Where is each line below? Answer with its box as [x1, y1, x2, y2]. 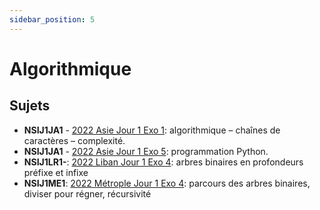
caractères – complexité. [23, 134, 126, 146]
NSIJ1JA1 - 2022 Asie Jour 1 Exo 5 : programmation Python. [23, 145, 269, 157]
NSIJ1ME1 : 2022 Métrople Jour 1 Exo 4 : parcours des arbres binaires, [23, 177, 311, 189]
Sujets [9, 97, 51, 115]
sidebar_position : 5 [9, 14, 96, 25]
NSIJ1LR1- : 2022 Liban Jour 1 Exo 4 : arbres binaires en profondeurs [23, 156, 304, 168]
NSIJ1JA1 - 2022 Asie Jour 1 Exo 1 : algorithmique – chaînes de [23, 124, 281, 136]
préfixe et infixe [23, 166, 89, 178]
